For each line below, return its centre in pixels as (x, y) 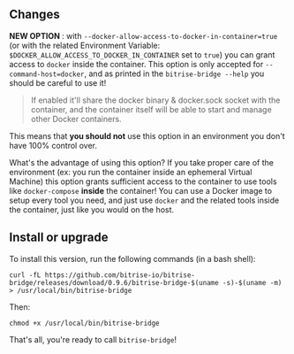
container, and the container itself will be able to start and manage (151, 109)
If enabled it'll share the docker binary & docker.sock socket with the (155, 100)
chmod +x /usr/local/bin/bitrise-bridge (85, 323)
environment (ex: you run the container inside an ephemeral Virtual (131, 172)
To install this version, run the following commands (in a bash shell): (132, 258)
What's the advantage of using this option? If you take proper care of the (141, 162)
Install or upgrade (59, 238)
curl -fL (25, 275)
